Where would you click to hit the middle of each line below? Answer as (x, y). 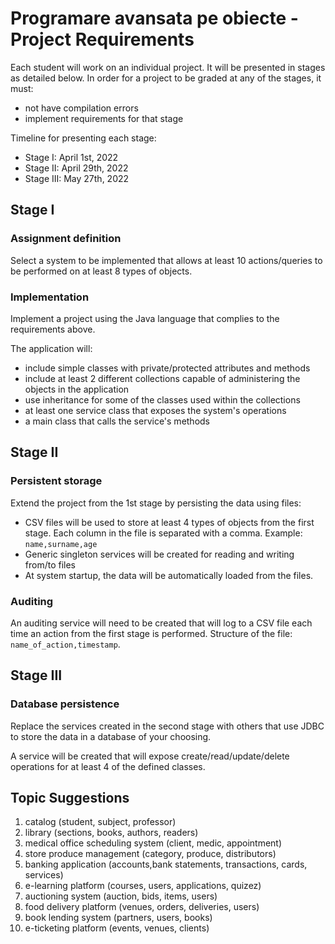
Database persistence (65, 704)
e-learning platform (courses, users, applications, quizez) (143, 886)
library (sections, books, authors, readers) (111, 833)
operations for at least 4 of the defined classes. (108, 766)
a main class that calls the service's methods (117, 421)
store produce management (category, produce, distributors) (150, 854)
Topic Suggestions (70, 797)
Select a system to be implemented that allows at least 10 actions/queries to (166, 260)
